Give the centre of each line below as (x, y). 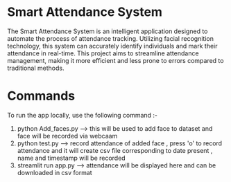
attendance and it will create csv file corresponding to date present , (115, 150)
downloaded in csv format (54, 172)
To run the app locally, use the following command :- (83, 115)
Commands (41, 96)
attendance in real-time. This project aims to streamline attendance (103, 53)
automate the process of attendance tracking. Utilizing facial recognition (110, 38)
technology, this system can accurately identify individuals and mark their (112, 46)
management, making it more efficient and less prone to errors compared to (115, 60)
